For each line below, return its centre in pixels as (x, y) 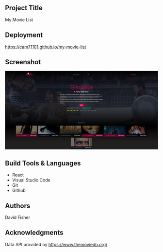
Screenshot (23, 62)
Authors (18, 206)
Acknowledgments (34, 233)
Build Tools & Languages (43, 163)
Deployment (24, 35)
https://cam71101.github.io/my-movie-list (46, 47)
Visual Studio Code (31, 180)
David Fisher (18, 217)
